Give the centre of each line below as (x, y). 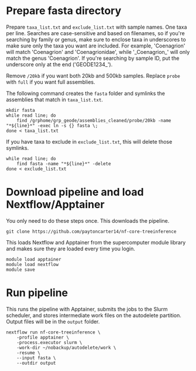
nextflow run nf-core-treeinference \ (53, 332)
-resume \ (29, 353)
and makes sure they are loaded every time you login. (71, 249)
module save (20, 270)
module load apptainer (34, 259)
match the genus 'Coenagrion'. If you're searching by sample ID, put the (93, 58)
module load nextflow (32, 264)
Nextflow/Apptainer (55, 205)
